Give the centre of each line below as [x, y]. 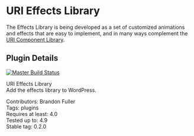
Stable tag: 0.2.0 [26, 126]
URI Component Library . [35, 39]
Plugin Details [32, 58]
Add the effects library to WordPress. [51, 90]
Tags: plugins [22, 108]
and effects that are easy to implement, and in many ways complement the [97, 33]
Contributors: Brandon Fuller [41, 101]
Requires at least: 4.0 [32, 114]
